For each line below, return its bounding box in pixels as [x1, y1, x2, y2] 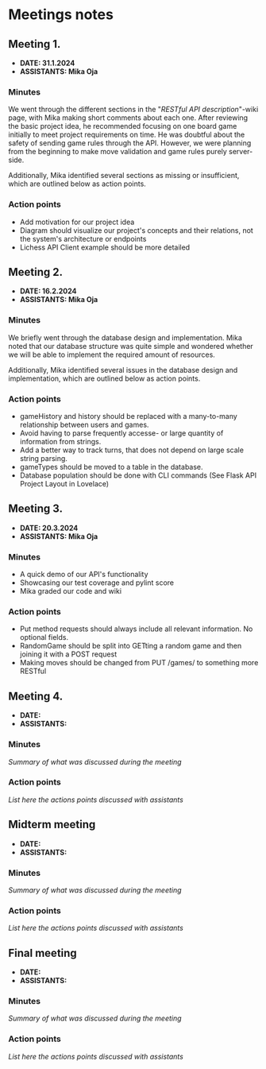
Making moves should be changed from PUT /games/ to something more [19, 658, 259, 668]
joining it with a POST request [19, 649, 118, 659]
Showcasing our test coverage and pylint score [19, 578, 175, 587]
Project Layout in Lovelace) [19, 479, 110, 488]
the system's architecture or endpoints [19, 234, 147, 243]
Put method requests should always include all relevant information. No [19, 624, 253, 633]
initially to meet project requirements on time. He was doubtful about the [8, 130, 245, 140]
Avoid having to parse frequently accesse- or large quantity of [19, 428, 224, 438]
